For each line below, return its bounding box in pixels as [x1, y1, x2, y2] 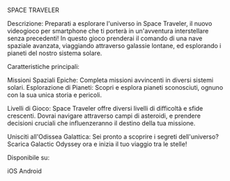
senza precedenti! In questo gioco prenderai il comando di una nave [7, 34, 203, 42]
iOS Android [7, 167, 42, 175]
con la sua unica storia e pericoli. [7, 90, 102, 99]
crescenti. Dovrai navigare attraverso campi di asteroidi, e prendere [7, 111, 201, 120]
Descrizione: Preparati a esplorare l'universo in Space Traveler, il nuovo [7, 19, 213, 27]
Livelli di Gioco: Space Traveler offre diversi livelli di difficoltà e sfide [7, 104, 204, 112]
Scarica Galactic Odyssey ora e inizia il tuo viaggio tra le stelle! [7, 140, 187, 148]
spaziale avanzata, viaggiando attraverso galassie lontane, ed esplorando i [7, 42, 222, 49]
